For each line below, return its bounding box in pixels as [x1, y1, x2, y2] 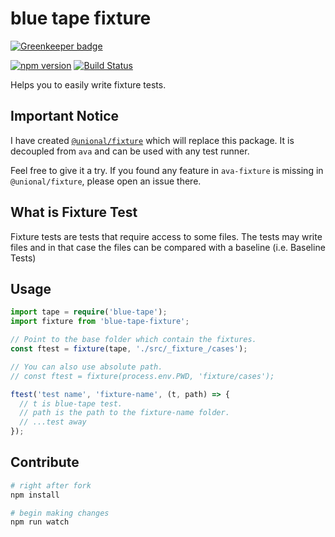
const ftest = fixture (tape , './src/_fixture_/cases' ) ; [10, 344, 248, 354]
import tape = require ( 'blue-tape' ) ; [10, 307, 168, 317]
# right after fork [10, 480, 92, 491]
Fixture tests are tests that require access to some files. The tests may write [10, 230, 323, 242]
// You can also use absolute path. [10, 362, 163, 372]
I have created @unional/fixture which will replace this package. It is [10, 134, 295, 146]
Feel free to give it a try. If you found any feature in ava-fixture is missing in [10, 164, 324, 176]
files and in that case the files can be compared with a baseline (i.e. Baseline [10, 241, 326, 253]
